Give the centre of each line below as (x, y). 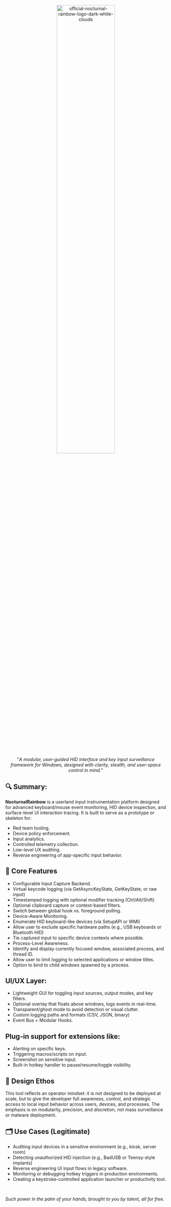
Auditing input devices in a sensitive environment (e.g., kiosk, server (84, 1146)
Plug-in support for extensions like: (63, 1036)
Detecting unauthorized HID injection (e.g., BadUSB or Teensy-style (84, 1157)
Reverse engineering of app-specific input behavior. (67, 855)
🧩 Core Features (31, 871)
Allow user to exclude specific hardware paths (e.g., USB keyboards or (87, 927)
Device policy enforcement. (42, 833)
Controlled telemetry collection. (46, 844)
